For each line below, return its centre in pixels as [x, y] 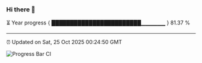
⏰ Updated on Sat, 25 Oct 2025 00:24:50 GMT [64, 42]
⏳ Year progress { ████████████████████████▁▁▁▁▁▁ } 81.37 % [98, 23]
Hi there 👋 [21, 10]
